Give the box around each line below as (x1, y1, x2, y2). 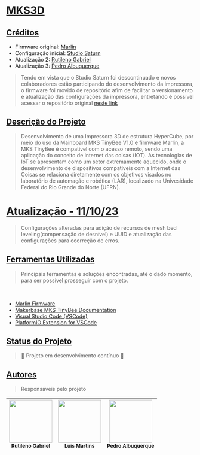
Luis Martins (64, 442, 95, 450)
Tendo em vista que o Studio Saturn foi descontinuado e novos (20, 74, 176, 81)
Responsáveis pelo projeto (20, 386, 87, 393)
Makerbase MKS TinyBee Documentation (14, 306, 116, 313)
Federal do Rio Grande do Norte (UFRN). (20, 183, 121, 190)
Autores (6, 369, 37, 380)
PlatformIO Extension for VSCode (14, 318, 97, 326)
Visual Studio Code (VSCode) (14, 313, 88, 320)
